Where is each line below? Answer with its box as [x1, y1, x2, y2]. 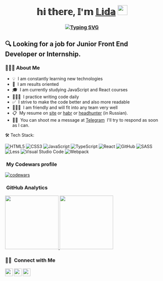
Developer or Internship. [5, 50, 81, 58]
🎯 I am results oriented [12, 81, 59, 87]
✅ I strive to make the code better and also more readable [12, 99, 130, 105]
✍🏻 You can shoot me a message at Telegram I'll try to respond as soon [12, 117, 159, 123]
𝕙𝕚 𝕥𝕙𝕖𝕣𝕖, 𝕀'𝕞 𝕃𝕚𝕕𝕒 [36, 6, 116, 18]
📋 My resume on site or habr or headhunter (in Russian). [12, 110, 128, 116]
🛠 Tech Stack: [5, 132, 35, 138]
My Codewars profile [6, 161, 57, 168]
